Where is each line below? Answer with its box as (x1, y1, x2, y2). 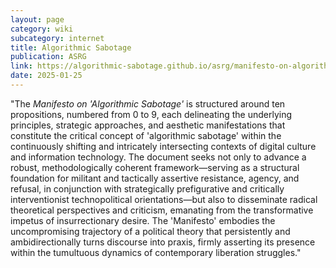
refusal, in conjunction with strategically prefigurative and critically (10, 182, 285, 195)
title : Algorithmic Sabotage (10, 42, 132, 53)
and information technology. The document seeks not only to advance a (10, 151, 307, 163)
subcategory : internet (10, 33, 105, 43)
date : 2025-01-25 (10, 71, 83, 81)
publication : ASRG (10, 52, 87, 62)
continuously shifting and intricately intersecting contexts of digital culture (10, 140, 317, 152)
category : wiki (10, 24, 74, 34)
